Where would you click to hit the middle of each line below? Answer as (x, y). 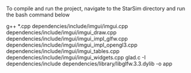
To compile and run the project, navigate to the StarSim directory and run (96, 9)
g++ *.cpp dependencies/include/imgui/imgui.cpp (67, 26)
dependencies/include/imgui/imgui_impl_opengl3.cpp (72, 45)
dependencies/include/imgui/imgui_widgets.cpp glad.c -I (76, 57)
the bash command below (38, 15)
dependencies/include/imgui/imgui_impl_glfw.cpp (67, 39)
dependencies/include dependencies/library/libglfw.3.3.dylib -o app (89, 64)
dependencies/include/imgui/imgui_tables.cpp (63, 51)
